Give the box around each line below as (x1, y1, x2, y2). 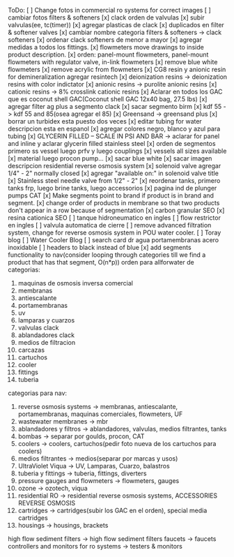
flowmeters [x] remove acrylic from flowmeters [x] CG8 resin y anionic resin (8, 66, 226, 73)
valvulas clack (17, 324, 59, 332)
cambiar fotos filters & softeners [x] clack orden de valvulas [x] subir (8, 13, 205, 22)
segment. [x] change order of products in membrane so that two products (8, 199, 220, 207)
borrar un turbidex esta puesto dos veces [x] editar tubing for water (8, 117, 203, 125)
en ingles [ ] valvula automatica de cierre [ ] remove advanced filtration (8, 221, 212, 229)
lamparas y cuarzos (17, 316, 75, 324)
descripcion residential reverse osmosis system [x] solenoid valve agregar (8, 162, 221, 170)
